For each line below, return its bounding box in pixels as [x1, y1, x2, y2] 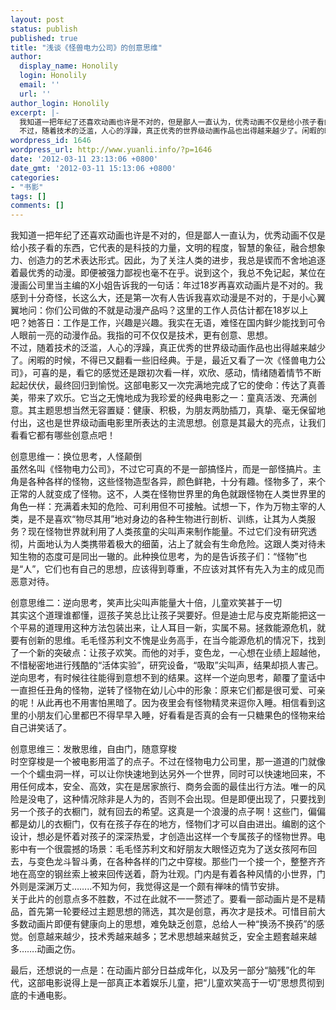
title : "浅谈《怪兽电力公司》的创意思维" [10, 42, 163, 53]
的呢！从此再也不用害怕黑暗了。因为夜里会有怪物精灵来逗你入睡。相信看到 [10, 697, 317, 709]
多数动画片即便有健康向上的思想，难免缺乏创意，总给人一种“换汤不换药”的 [10, 918, 317, 930]
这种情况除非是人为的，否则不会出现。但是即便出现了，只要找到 [62, 793, 326, 805]
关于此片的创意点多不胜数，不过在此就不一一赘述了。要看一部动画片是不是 [10, 893, 317, 905]
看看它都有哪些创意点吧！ [10, 429, 116, 441]
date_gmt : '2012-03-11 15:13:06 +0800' [10, 163, 177, 173]
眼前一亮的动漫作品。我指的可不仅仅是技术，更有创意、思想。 [18, 329, 273, 341]
